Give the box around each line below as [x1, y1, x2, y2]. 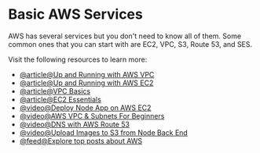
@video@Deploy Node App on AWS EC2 [19, 103, 152, 112]
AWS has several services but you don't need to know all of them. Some [8, 31, 242, 41]
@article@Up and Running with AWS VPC [19, 69, 155, 79]
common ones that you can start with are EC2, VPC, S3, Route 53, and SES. [8, 39, 253, 48]
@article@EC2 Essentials [19, 94, 102, 104]
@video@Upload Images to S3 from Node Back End [19, 127, 189, 137]
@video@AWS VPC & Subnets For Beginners [19, 111, 165, 120]
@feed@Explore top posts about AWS [19, 136, 143, 145]
